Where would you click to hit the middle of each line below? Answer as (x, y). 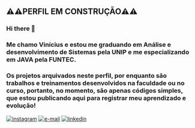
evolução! (21, 106)
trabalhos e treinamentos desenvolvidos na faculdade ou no (95, 83)
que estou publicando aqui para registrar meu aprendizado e (96, 98)
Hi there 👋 (21, 29)
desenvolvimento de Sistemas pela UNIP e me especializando (98, 52)
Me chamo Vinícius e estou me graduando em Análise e (89, 45)
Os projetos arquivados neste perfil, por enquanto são (86, 76)
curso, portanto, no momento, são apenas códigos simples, (94, 91)
